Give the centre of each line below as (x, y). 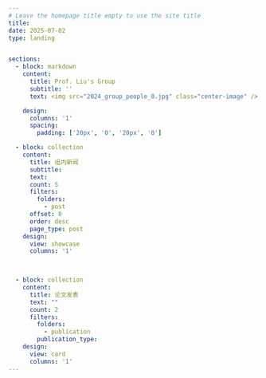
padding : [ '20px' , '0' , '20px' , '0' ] (99, 133)
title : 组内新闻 (54, 162)
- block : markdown (46, 67)
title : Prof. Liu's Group (72, 81)
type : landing (32, 38)
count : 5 (44, 184)
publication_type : (67, 340)
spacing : (44, 126)
